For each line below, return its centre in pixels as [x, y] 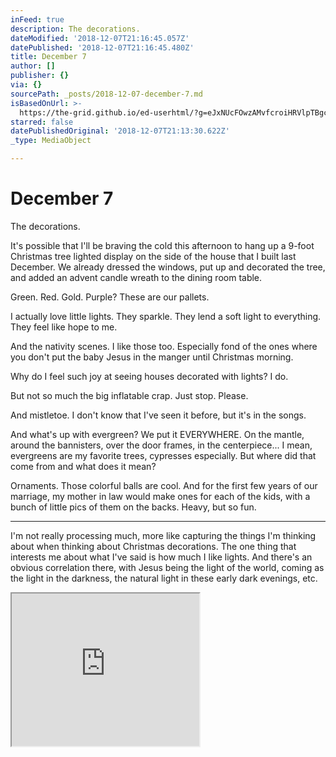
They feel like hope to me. [64, 327]
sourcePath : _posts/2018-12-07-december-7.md [106, 94]
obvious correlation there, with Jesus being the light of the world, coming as [167, 567]
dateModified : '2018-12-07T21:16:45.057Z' [100, 38]
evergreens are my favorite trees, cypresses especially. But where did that [163, 455]
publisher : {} [40, 76]
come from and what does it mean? [83, 466]
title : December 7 [48, 57]
